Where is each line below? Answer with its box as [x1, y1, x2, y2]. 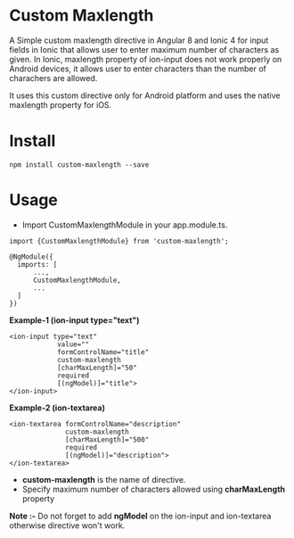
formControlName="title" [56, 347, 150, 357]
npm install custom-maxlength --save [9, 160, 150, 170]
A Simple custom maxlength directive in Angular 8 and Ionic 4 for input [9, 35, 269, 46]
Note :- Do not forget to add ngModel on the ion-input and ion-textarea [9, 510, 272, 521]
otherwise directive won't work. [9, 519, 126, 531]
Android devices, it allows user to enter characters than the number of [9, 63, 267, 74]
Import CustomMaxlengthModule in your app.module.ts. [21, 219, 228, 230]
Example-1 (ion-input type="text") [9, 314, 140, 326]
